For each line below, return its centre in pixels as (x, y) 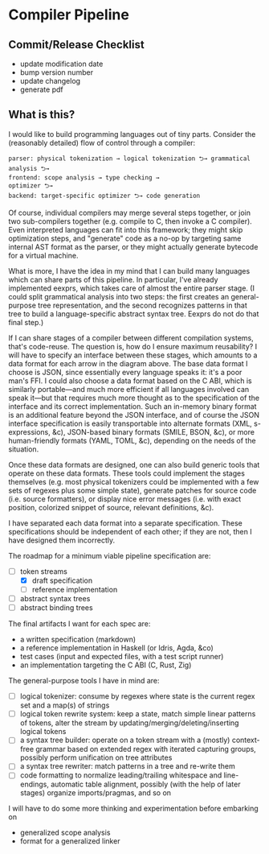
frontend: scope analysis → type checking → (84, 177)
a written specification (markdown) (78, 639)
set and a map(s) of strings (65, 705)
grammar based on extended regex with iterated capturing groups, (146, 749)
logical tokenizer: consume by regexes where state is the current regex (137, 696)
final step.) (26, 322)
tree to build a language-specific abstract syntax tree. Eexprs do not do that (134, 314)
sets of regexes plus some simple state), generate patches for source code (132, 490)
